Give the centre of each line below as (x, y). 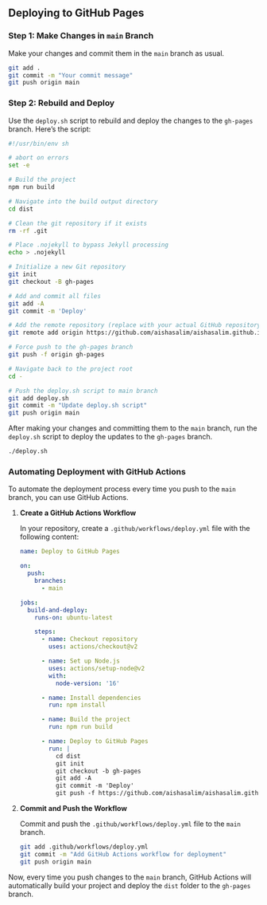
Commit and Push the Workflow (73, 809)
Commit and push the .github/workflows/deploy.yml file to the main (130, 824)
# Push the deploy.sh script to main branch (83, 391)
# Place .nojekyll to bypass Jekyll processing (89, 245)
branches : (50, 581)
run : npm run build (81, 727)
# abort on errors (39, 158)
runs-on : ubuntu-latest (74, 617)
